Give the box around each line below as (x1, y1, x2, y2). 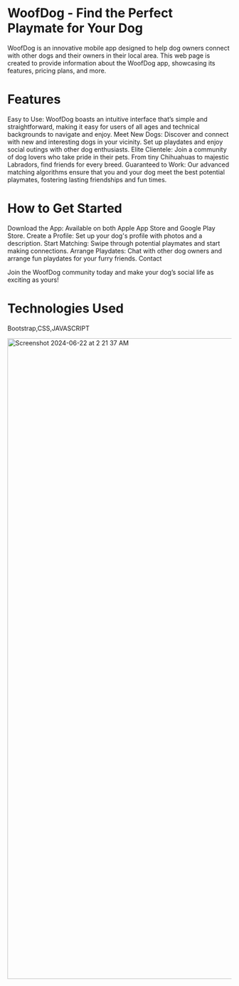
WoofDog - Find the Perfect (7, 5, 173, 21)
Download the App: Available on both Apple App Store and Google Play (7, 224, 216, 232)
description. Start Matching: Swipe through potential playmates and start (7, 238, 221, 247)
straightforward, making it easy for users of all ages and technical (7, 122, 200, 131)
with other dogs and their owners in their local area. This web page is (7, 51, 211, 60)
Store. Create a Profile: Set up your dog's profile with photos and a (7, 231, 203, 240)
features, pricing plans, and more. (7, 66, 107, 75)
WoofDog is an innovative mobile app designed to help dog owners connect (7, 43, 230, 52)
